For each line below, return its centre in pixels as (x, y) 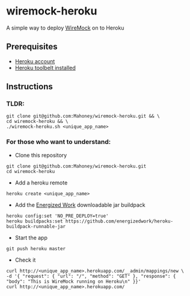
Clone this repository (41, 155)
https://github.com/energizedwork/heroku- (119, 221)
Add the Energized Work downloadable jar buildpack (80, 205)
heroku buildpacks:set (35, 221)
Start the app (31, 238)
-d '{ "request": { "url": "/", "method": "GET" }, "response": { (91, 276)
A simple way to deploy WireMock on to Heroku (65, 28)
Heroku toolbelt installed (45, 68)
